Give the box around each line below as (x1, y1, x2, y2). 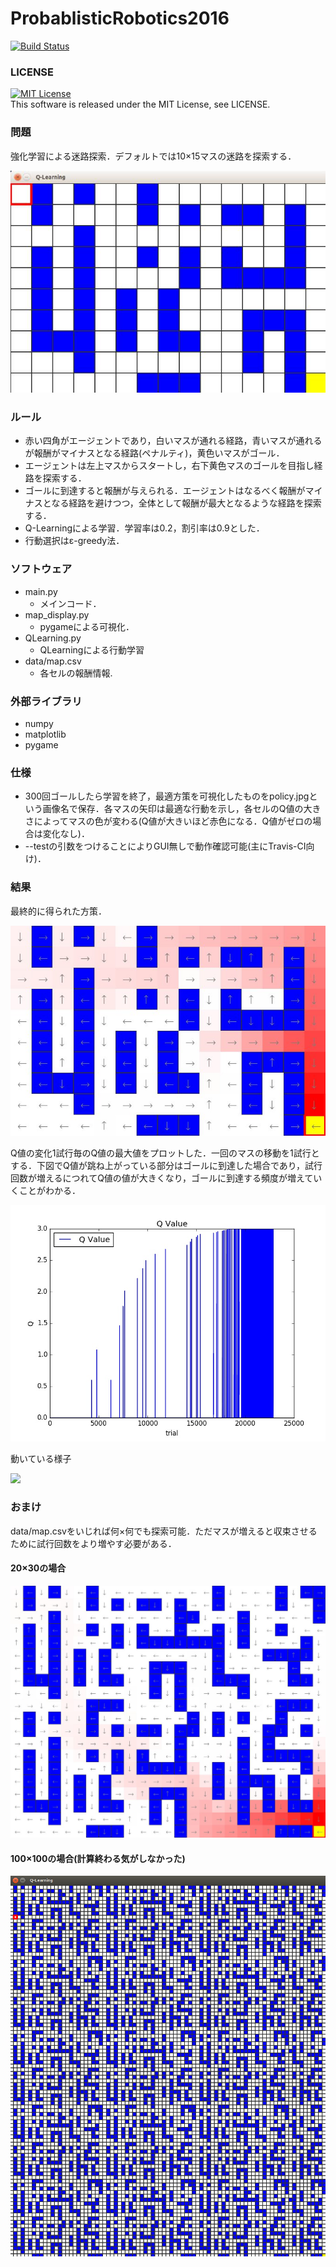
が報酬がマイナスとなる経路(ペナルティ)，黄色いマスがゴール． (24, 447, 285, 459)
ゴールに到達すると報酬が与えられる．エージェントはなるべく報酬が (24, 485, 306, 497)
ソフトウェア (10, 562, 73, 576)
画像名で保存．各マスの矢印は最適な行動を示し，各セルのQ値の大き (42, 803, 322, 815)
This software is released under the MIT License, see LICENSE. (10, 98, 271, 111)
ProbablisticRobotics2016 (10, 7, 230, 30)
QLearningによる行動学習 (39, 643, 145, 656)
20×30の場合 (10, 1562, 67, 1574)
